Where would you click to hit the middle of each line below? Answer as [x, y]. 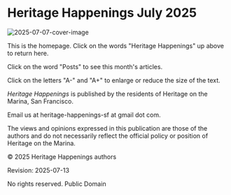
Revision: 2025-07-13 [38, 170]
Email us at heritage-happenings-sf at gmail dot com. [84, 115]
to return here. [28, 53]
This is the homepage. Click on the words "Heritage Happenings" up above [115, 45]
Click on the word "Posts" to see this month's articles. [85, 66]
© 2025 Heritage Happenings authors [62, 157]
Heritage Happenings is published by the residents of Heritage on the [107, 94]
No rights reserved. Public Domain [57, 184]
